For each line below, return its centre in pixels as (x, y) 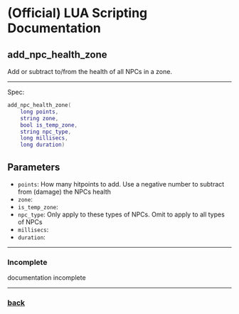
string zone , (39, 118)
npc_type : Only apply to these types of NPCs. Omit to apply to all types (121, 214)
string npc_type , (46, 132)
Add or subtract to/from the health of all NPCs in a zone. (90, 72)
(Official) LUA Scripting (78, 13)
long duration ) (43, 145)
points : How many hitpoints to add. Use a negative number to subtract (121, 184)
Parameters (34, 167)
